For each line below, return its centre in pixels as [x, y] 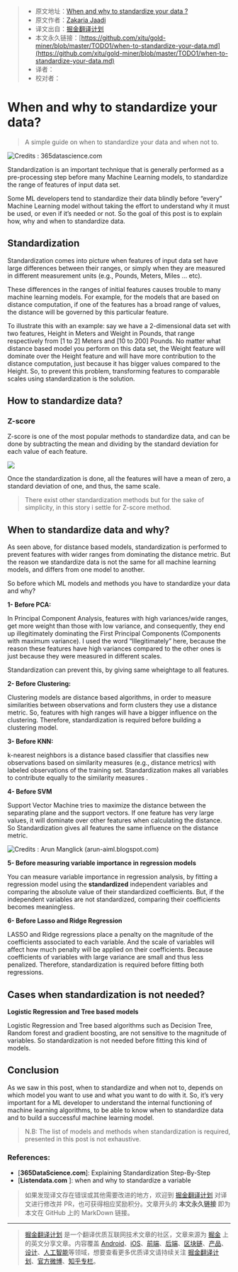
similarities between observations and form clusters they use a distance [112, 705]
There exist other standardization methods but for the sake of [114, 500]
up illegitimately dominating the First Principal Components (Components [114, 634]
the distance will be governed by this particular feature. [88, 312]
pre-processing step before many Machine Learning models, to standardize [118, 177]
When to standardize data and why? [89, 529]
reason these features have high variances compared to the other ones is [114, 648]
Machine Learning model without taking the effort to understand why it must [119, 206]
